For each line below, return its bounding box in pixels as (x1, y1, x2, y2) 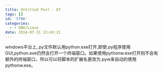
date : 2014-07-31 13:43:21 (5, 30, 61, 35)
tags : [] (5, 12, 23, 17)
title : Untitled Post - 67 (5, 7, 61, 12)
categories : (5, 21, 30, 26)
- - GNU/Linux (9, 25, 39, 30)
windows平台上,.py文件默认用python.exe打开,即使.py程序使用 (5, 44, 131, 49)
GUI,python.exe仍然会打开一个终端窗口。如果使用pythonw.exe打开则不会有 (5, 50, 159, 56)
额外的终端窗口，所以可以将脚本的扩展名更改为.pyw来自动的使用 (5, 56, 137, 62)
